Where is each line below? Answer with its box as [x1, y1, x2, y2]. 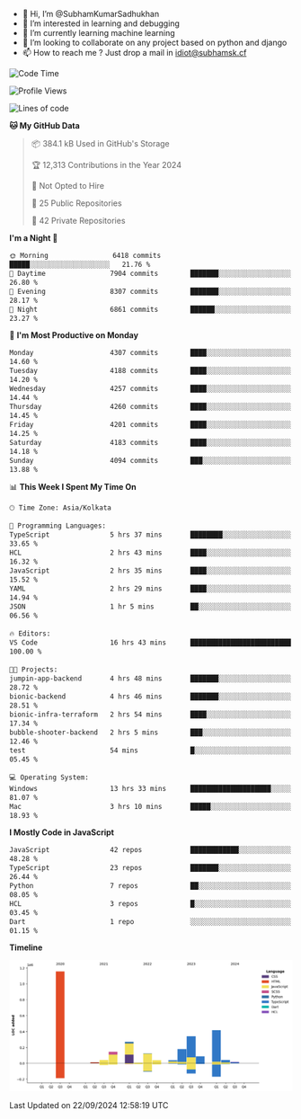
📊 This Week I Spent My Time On [9, 482, 137, 492]
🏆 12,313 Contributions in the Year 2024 [31, 160, 182, 170]
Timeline [9, 942, 43, 953]
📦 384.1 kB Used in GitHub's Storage [31, 138, 171, 148]
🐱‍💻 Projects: [9, 665, 58, 674]
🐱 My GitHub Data [9, 120, 81, 130]
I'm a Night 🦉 [9, 233, 58, 243]
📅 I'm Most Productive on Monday [9, 330, 139, 341]
